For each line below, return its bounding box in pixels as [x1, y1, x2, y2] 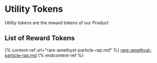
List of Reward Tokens [4, 34, 75, 42]
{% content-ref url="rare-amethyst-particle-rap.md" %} [4, 47, 120, 53]
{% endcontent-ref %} [37, 52, 84, 58]
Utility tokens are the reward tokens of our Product [4, 20, 109, 26]
